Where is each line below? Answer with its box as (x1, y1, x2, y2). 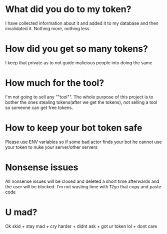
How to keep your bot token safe (5, 122, 142, 134)
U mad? (5, 206, 37, 218)
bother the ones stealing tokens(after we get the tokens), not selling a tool (5, 99, 157, 105)
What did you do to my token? (5, 4, 131, 15)
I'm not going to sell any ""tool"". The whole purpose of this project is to (5, 94, 153, 100)
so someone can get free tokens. (5, 104, 73, 110)
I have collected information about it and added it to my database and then (5, 20, 159, 26)
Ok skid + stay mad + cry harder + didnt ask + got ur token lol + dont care (5, 223, 157, 229)
